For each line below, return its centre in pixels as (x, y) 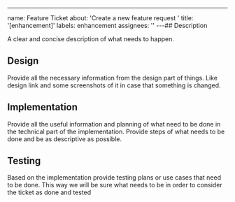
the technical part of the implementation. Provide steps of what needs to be (116, 131)
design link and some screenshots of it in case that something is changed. (114, 85)
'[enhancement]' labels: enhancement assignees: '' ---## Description (107, 26)
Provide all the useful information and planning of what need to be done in (114, 124)
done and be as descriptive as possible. (65, 139)
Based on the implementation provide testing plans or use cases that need (114, 178)
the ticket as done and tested (49, 192)
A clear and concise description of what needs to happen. (91, 39)
